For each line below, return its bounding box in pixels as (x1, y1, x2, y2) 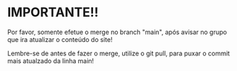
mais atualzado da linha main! (7, 56, 94, 65)
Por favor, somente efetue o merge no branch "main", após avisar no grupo (7, 28, 227, 36)
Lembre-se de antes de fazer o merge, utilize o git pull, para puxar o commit (7, 49, 231, 58)
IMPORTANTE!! (7, 4, 99, 21)
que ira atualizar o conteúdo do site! (7, 35, 113, 43)
